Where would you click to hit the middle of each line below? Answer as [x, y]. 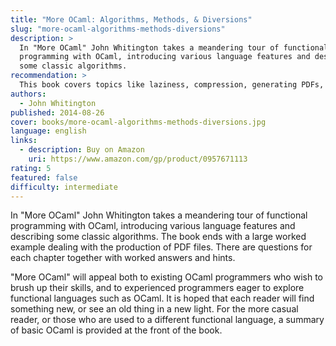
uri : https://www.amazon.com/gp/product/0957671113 [138, 159]
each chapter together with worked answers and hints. [123, 258]
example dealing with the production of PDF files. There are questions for [161, 247]
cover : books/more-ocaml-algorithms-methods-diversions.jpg [138, 122]
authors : [28, 94]
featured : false [44, 177]
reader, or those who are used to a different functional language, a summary [167, 320]
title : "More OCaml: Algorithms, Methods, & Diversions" [131, 19]
